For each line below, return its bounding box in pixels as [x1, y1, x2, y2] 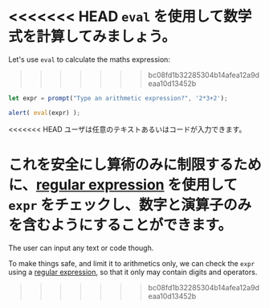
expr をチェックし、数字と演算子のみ [8, 195, 251, 214]
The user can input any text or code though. [8, 243, 154, 253]
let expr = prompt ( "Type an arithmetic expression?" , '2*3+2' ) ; [8, 94, 228, 102]
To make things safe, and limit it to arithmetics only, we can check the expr [8, 258, 255, 268]
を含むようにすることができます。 [8, 216, 233, 234]
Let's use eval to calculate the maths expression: [8, 54, 171, 64]
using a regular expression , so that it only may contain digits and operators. [8, 267, 258, 277]
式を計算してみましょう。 [8, 27, 177, 46]
